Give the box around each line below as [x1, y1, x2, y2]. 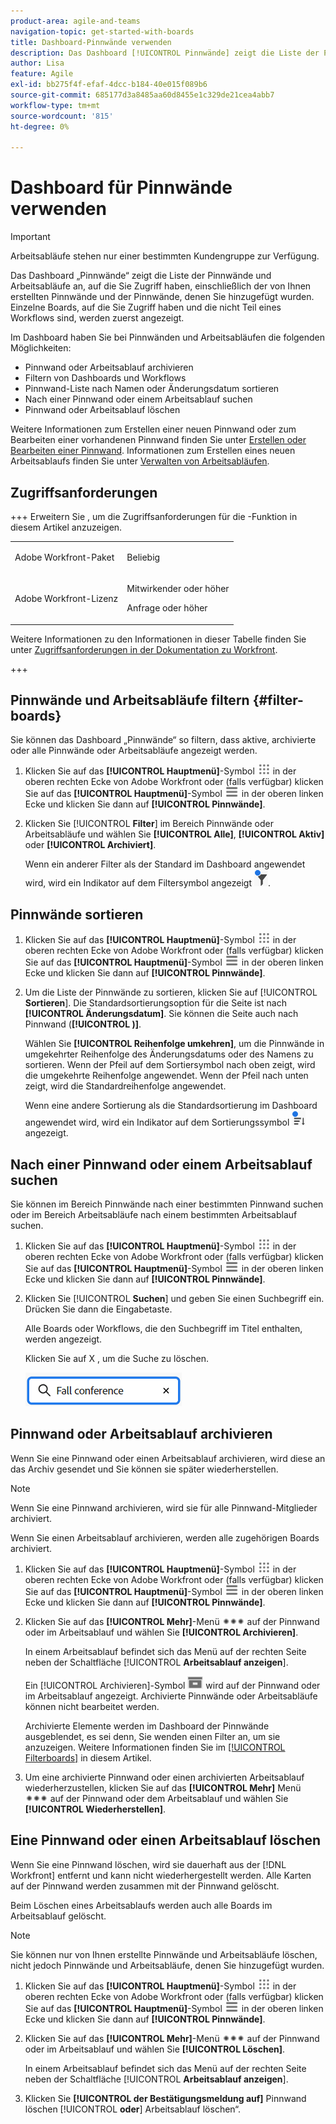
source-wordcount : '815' [10, 111, 114, 121]
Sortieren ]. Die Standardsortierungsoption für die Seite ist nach [24, 997, 287, 1009]
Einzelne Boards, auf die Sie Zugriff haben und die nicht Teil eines [10, 301, 282, 314]
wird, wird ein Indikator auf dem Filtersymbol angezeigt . [24, 877, 272, 889]
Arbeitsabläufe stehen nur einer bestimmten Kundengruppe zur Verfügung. [10, 250, 320, 262]
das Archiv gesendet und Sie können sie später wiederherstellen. [10, 1463, 279, 1475]
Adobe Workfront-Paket [14, 551, 115, 563]
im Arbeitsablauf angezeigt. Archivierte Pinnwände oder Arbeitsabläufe [24, 1690, 318, 1702]
